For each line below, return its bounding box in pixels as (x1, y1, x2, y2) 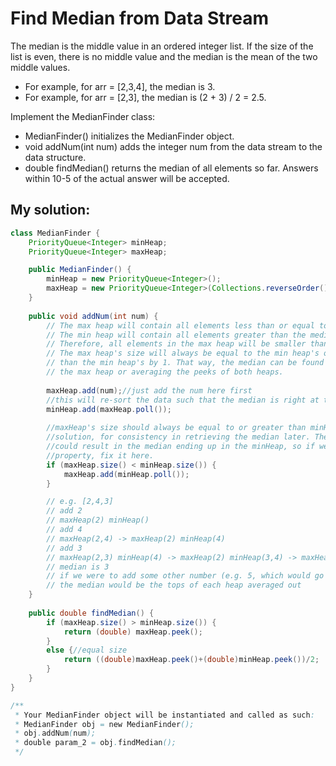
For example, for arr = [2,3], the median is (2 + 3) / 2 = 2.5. (24, 91, 267, 103)
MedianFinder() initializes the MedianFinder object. (24, 130, 235, 142)
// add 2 (46, 506, 83, 516)
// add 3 (46, 543, 83, 553)
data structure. (24, 151, 87, 163)
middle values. (10, 61, 71, 73)
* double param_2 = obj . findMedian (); (14, 738, 177, 748)
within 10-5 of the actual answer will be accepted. (24, 172, 230, 184)
